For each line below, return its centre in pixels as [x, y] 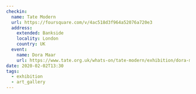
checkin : [17, 11]
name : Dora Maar [36, 55]
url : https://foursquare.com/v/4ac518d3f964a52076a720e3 [82, 22]
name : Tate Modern [34, 17]
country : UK [31, 44]
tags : [13, 71]
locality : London [38, 39]
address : [22, 28]
